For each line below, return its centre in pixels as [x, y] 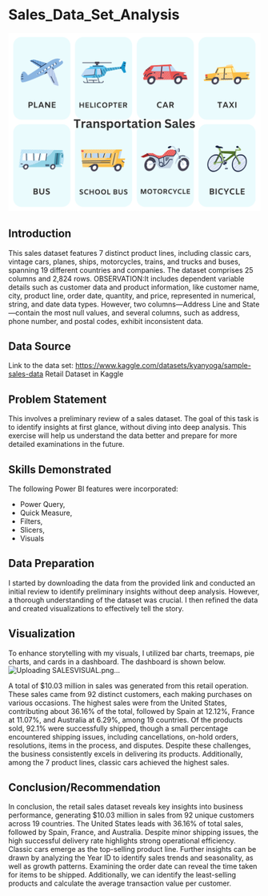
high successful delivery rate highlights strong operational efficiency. [122, 841]
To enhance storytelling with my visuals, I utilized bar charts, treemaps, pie [131, 653]
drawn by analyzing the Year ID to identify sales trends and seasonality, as [131, 858]
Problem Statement [58, 399]
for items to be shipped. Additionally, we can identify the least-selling [122, 875]
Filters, [31, 521]
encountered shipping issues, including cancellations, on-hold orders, [123, 736]
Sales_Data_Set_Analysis [94, 15]
